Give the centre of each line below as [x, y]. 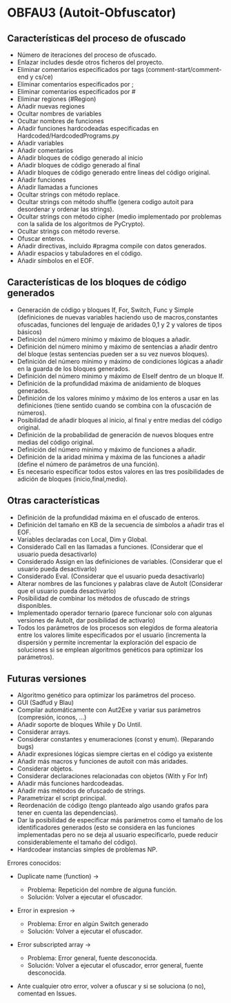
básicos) [30, 332]
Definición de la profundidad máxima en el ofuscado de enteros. [108, 517]
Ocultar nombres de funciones [61, 121]
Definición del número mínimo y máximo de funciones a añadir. [107, 449]
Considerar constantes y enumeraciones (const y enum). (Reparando [115, 739]
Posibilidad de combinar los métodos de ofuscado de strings [103, 598]
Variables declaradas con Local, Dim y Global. [82, 539]
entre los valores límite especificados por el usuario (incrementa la [112, 635]
